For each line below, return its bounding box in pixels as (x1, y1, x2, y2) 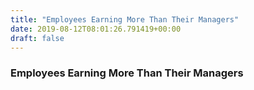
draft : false (10, 33, 65, 43)
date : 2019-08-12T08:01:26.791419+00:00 (10, 24, 182, 34)
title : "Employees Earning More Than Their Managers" (10, 14, 240, 25)
